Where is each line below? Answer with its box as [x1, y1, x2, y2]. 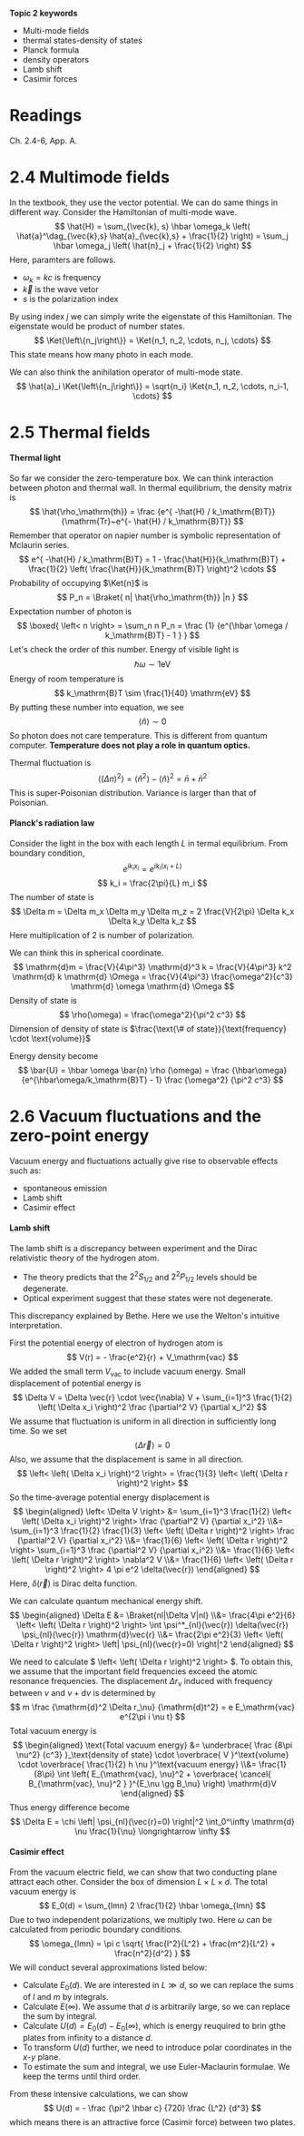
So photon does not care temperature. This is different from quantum [9, 730, 268, 741]
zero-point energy [9, 1125, 150, 1146]
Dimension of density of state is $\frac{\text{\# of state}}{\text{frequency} [9, 1023, 288, 1034]
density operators [22, 54, 90, 64]
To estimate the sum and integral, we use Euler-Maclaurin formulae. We [22, 2061, 290, 2072]
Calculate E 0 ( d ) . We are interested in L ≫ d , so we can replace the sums [22, 1979, 294, 1993]
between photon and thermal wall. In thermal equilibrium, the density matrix [9, 483, 292, 494]
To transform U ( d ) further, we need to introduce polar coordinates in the [22, 2042, 292, 2053]
